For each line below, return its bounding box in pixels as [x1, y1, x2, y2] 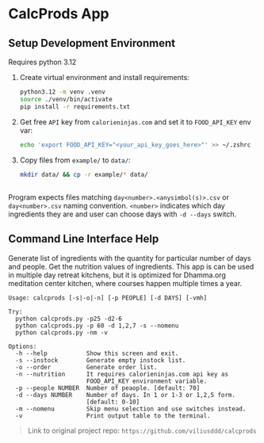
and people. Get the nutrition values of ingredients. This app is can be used [8, 262, 254, 271]
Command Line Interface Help [8, 232, 159, 246]
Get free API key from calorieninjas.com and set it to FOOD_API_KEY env [19, 116, 251, 127]
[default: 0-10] [86, 398, 140, 406]
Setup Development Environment [8, 36, 176, 50]
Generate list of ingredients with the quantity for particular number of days [8, 253, 251, 262]
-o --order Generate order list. [15, 363, 158, 371]
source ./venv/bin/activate [19, 95, 113, 103]
